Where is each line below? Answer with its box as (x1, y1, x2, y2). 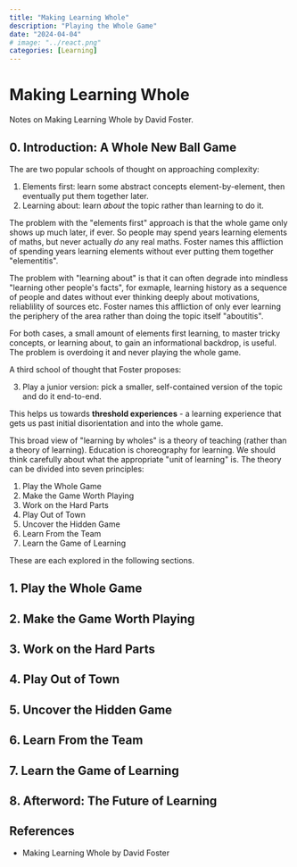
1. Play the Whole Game (9, 581, 143, 596)
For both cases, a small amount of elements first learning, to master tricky (9, 328, 281, 338)
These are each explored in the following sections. (9, 554, 194, 565)
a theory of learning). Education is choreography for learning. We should (9, 444, 276, 455)
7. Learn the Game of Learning (9, 763, 180, 778)
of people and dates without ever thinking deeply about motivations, (9, 291, 260, 302)
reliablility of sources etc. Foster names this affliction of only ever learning (9, 301, 281, 312)
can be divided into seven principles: (9, 463, 144, 474)
